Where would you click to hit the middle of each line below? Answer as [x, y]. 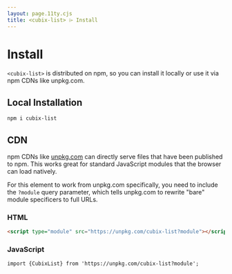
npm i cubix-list [32, 118]
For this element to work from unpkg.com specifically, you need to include [113, 185]
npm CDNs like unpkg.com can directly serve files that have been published [115, 156]
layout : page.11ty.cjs [40, 13]
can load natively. [32, 171]
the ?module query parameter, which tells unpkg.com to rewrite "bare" [106, 192]
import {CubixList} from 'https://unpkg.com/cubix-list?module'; [103, 264]
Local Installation [45, 102]
